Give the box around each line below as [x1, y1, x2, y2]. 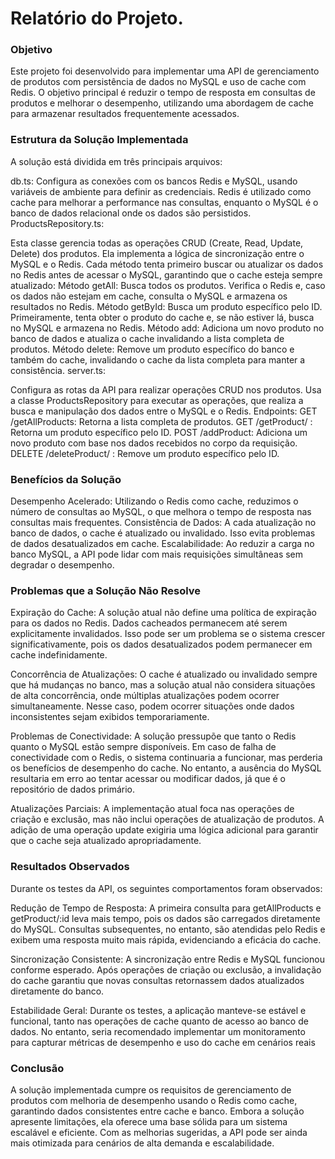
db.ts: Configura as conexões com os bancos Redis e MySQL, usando [10, 175, 298, 187]
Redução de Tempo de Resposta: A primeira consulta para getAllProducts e [10, 902, 322, 914]
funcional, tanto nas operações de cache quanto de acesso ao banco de [10, 1015, 309, 1027]
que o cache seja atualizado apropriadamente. [10, 835, 202, 847]
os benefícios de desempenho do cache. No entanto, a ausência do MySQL [10, 762, 322, 774]
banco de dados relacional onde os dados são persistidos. [10, 207, 252, 219]
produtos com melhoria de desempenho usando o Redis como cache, [10, 1094, 298, 1106]
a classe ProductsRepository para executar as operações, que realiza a [10, 394, 304, 406]
